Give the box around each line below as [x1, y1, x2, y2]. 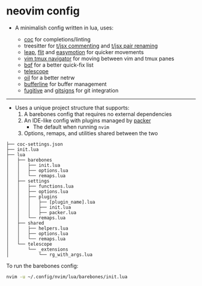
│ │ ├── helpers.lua [6, 225, 69, 231]
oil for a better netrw [23, 74, 75, 81]
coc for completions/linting [23, 35, 91, 43]
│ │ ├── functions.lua [6, 183, 74, 189]
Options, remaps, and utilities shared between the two [23, 129, 158, 136]
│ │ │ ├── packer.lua [6, 209, 77, 216]
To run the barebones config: [6, 262, 79, 269]
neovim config [6, 4, 80, 18]
